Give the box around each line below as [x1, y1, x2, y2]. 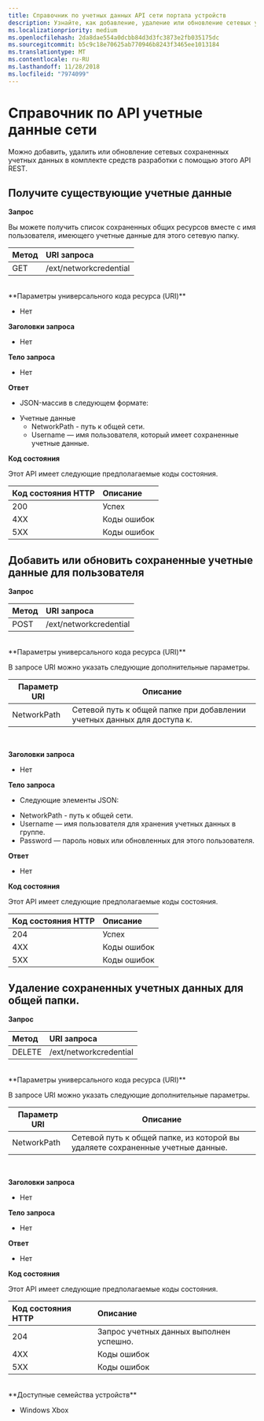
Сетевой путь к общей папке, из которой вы [71, 1132, 240, 1143]
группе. [19, 828, 46, 837]
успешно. [97, 1336, 134, 1347]
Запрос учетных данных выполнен [97, 1326, 230, 1337]
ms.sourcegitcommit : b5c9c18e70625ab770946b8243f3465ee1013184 [8, 41, 220, 49]
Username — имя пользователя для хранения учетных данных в [19, 819, 236, 829]
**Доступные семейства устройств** [8, 1390, 137, 1399]
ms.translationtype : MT [8, 48, 86, 56]
